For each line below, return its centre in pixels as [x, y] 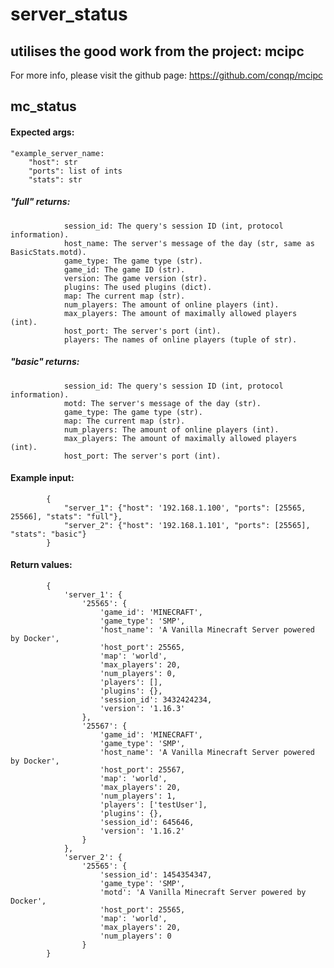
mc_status [43, 106]
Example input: [42, 478]
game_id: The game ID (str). [124, 269]
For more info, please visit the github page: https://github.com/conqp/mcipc [166, 75]
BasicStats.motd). [48, 252]
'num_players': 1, [138, 796]
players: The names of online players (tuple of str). [180, 339]
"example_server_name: [57, 153]
